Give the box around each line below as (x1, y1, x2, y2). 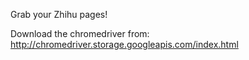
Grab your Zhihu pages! (10, 9, 108, 20)
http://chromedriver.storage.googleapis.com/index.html (10, 39, 239, 50)
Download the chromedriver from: (10, 28, 150, 39)
